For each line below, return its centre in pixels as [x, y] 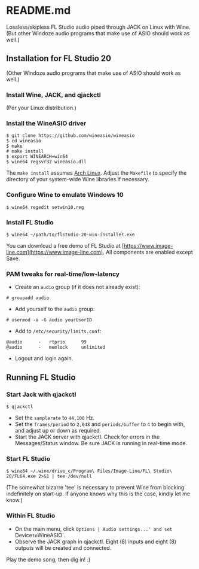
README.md [39, 10]
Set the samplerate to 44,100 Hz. [54, 418]
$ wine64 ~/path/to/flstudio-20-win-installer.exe [71, 235]
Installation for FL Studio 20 [59, 58]
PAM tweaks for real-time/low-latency [63, 274]
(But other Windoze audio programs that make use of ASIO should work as [98, 33]
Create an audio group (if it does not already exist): [77, 287]
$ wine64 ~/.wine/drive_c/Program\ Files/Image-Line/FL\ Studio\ [89, 471]
